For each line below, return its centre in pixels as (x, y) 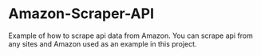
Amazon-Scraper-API (81, 14)
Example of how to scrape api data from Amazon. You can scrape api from (131, 35)
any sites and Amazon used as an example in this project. (103, 43)
